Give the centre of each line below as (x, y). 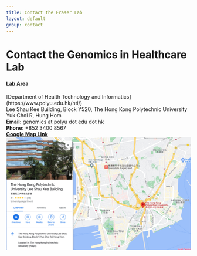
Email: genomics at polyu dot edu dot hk (55, 122)
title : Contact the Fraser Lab (44, 12)
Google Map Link (27, 134)
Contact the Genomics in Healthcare (96, 54)
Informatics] (116, 96)
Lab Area (17, 84)
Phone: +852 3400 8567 (36, 128)
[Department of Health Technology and (53, 96)
